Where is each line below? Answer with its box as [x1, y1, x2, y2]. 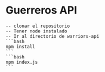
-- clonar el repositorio [5, 23, 70, 29]
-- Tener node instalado [5, 28, 67, 34]
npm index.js [5, 59, 38, 65]
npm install [5, 44, 35, 50]
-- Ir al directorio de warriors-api [5, 33, 100, 39]
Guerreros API [5, 4, 78, 17]
